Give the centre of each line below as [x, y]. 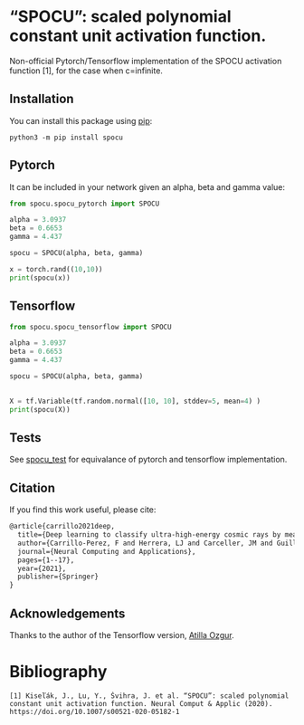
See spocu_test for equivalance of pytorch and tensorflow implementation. [148, 460]
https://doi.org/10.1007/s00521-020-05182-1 [95, 711]
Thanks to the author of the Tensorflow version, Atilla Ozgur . [122, 634]
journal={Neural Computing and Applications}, [107, 551]
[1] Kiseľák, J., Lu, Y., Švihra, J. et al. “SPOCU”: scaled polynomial [149, 696]
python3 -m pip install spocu [66, 138]
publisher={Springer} [58, 577]
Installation [42, 99]
